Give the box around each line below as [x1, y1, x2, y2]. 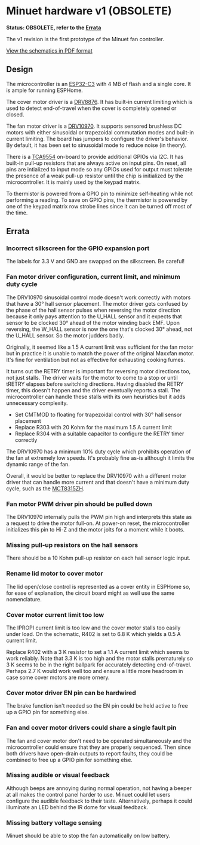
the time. [6, 209, 28, 216]
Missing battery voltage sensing [6, 818, 102, 826]
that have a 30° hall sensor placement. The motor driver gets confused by [6, 300, 188, 307]
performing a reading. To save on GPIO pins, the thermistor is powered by [6, 196, 188, 204]
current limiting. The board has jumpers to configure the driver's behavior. [6, 135, 189, 142]
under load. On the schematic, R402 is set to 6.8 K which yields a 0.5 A [6, 630, 181, 637]
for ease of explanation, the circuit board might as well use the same [6, 589, 175, 597]
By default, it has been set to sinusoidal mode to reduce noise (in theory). [6, 142, 187, 149]
